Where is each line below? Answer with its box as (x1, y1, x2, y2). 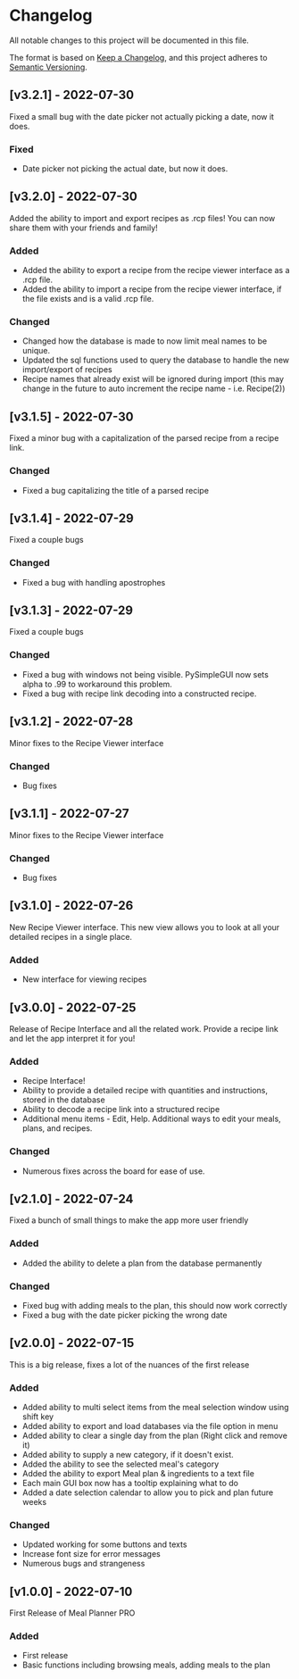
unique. (21, 345, 51, 356)
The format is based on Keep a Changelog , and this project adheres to (9, 52, 268, 62)
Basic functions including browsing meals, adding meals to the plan (21, 1659, 270, 1670)
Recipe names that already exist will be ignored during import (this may (21, 374, 284, 385)
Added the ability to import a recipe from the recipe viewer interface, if (21, 284, 283, 295)
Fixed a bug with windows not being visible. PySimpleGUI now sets (21, 669, 270, 679)
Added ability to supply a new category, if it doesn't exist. (21, 1450, 234, 1460)
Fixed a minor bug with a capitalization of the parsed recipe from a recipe (9, 433, 279, 444)
